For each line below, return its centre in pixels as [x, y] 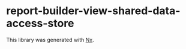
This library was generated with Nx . [50, 40]
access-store [40, 23]
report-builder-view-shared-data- [93, 11]
